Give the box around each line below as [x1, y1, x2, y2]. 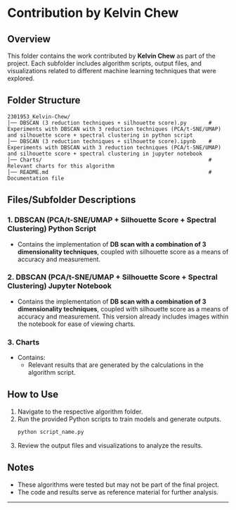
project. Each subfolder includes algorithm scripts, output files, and [7, 59, 202, 68]
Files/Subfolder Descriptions [7, 194, 136, 206]
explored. [7, 74, 35, 82]
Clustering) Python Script [7, 224, 97, 234]
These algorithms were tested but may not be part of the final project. [17, 480, 220, 489]
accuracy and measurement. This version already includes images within [17, 312, 229, 321]
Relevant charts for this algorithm [7, 162, 114, 170]
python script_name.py [17, 428, 84, 435]
